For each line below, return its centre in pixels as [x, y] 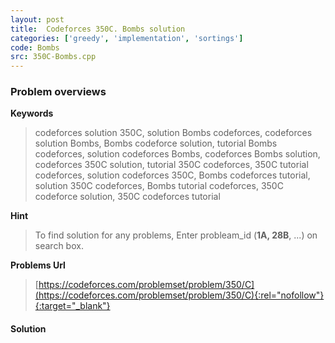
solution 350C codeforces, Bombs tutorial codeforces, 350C [159, 186]
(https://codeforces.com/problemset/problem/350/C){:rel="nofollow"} [179, 295]
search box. [59, 246]
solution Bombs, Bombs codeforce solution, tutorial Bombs [156, 143]
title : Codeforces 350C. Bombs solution [98, 29]
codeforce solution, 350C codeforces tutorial [127, 197]
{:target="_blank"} [72, 306]
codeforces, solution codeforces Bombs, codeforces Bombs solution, [177, 154]
